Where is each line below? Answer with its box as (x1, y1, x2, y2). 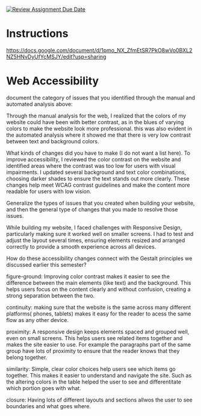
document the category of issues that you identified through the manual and (6, 94, 196, 101)
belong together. (6, 353, 48, 361)
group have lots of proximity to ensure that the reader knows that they (6, 347, 180, 355)
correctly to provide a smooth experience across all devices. (6, 243, 156, 250)
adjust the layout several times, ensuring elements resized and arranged (6, 237, 185, 244)
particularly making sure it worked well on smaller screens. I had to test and (6, 230, 194, 237)
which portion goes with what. (6, 384, 81, 391)
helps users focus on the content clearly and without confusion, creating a (6, 285, 191, 293)
